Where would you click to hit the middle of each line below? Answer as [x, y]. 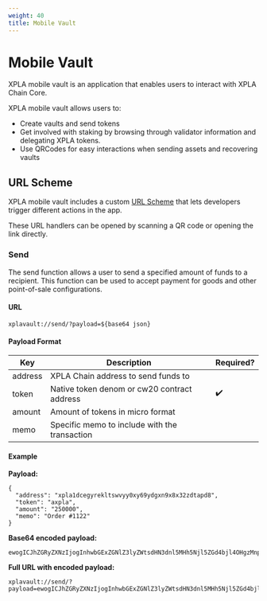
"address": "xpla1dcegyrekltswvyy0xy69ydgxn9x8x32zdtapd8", [117, 496]
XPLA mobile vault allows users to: [65, 108]
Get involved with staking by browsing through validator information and [138, 132]
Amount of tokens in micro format [113, 412]
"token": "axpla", [46, 502]
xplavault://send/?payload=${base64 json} [79, 324]
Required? [235, 362]
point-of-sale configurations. [56, 289]
